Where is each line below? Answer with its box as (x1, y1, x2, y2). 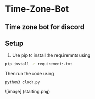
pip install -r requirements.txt (5, 62, 73, 67)
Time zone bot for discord (5, 23, 85, 31)
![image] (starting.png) (5, 89, 50, 95)
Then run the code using (5, 71, 54, 77)
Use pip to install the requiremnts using (12, 52, 91, 58)
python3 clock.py (5, 80, 40, 85)
